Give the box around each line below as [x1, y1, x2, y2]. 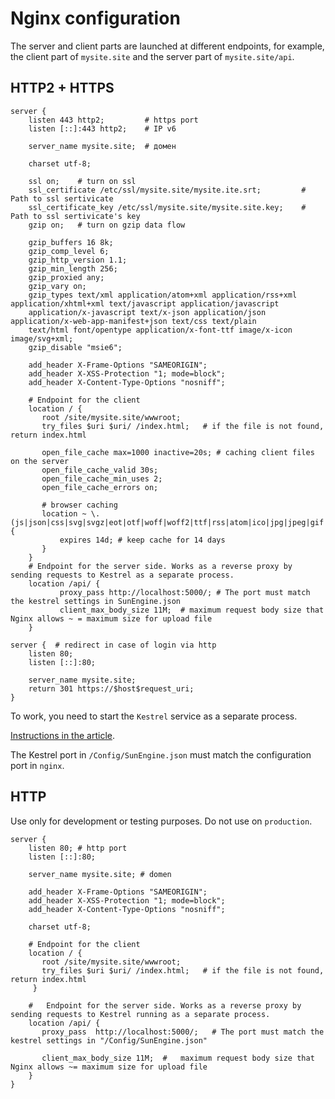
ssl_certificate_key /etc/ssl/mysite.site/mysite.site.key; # [28, 202, 307, 212]
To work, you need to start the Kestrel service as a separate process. [10, 710, 298, 722]
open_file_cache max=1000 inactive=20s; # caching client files [41, 447, 315, 457]
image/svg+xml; [10, 333, 74, 344]
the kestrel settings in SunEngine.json [10, 596, 182, 606]
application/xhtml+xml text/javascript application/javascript [10, 298, 280, 309]
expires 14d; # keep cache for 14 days [59, 535, 226, 545]
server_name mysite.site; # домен [28, 141, 177, 151]
